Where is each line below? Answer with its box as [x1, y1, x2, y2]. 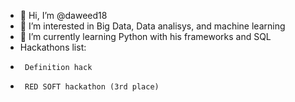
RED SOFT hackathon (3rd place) [24, 82, 160, 92]
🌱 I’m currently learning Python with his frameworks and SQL [19, 31, 272, 42]
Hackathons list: [19, 41, 87, 53]
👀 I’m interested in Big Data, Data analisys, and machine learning [19, 20, 286, 32]
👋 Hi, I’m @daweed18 [19, 10, 108, 21]
